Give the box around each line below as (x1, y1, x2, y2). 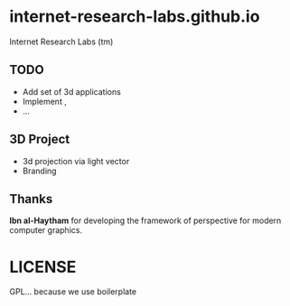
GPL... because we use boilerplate (9, 286, 137, 297)
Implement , (22, 96, 68, 107)
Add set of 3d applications (22, 86, 122, 97)
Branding (22, 165, 57, 176)
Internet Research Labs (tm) (9, 36, 114, 47)
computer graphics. (9, 225, 83, 236)
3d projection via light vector (22, 155, 130, 166)
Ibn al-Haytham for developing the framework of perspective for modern (9, 215, 282, 227)
